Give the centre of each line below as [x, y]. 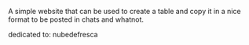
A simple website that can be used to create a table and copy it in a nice [124, 11]
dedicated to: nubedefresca [53, 35]
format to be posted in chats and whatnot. [76, 19]
